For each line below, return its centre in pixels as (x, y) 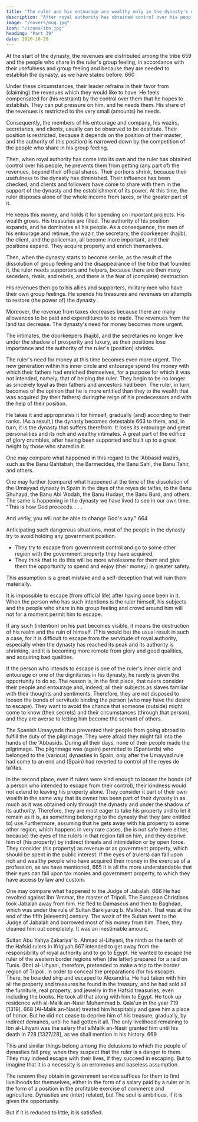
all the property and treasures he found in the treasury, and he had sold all (96, 984)
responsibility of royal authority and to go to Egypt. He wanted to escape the (99, 953)
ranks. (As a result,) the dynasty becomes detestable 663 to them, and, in (95, 421)
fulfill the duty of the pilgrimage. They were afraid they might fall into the (94, 736)
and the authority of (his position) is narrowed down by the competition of (96, 141)
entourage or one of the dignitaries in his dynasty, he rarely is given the (93, 675)
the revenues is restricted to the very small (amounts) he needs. (84, 111)
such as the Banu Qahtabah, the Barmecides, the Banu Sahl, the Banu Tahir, (98, 464)
